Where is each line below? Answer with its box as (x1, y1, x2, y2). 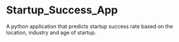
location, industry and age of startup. (6, 29, 96, 36)
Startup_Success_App (6, 3, 118, 17)
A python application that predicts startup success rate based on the (6, 23, 173, 30)
